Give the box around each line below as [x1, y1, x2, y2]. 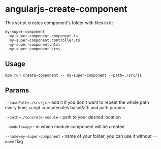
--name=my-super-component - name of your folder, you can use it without [5, 133, 152, 139]
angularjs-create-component [5, 3, 128, 15]
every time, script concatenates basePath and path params [5, 104, 125, 110]
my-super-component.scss [9, 46, 61, 51]
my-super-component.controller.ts [9, 38, 80, 43]
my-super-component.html [9, 42, 61, 47]
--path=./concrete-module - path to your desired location [5, 114, 121, 120]
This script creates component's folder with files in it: [5, 20, 113, 26]
